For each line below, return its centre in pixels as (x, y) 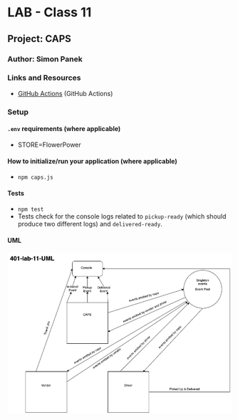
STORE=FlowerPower (50, 145)
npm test (31, 210)
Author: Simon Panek (45, 59)
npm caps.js (35, 178)
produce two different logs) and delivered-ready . (90, 224)
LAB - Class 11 (50, 12)
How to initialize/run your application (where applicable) (92, 161)
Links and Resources (44, 78)
